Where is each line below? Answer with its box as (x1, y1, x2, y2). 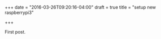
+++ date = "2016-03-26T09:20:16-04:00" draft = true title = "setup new (5, 4, 156, 10)
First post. (5, 29, 26, 34)
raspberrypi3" (5, 9, 34, 15)
